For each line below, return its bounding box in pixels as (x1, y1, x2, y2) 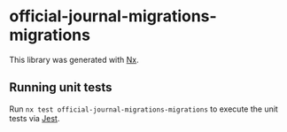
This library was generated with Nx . (9, 54, 139, 65)
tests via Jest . (9, 113, 60, 123)
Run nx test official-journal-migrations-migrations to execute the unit (9, 104, 279, 114)
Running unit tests (9, 80, 112, 95)
